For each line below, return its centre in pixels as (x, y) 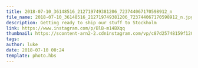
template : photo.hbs (32, 56)
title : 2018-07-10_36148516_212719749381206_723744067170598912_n (89, 12)
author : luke (22, 45)
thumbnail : (19, 34)
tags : (13, 39)
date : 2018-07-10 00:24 (35, 50)
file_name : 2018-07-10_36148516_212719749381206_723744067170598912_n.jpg (100, 17)
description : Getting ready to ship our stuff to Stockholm (82, 22)
